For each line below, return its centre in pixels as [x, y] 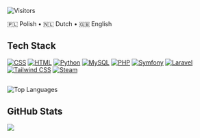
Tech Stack [32, 46]
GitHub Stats [35, 111]
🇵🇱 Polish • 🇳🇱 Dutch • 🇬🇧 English [60, 24]
